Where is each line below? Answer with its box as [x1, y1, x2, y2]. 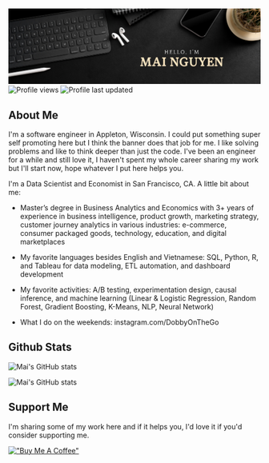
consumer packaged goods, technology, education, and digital [19, 229, 227, 238]
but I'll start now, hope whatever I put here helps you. [8, 164, 184, 174]
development [19, 269, 64, 279]
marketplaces [19, 237, 66, 247]
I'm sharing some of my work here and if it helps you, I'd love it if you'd [8, 421, 243, 431]
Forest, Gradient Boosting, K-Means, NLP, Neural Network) [19, 302, 215, 312]
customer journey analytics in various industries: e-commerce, [19, 220, 227, 230]
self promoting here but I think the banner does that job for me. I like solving [8, 138, 259, 148]
